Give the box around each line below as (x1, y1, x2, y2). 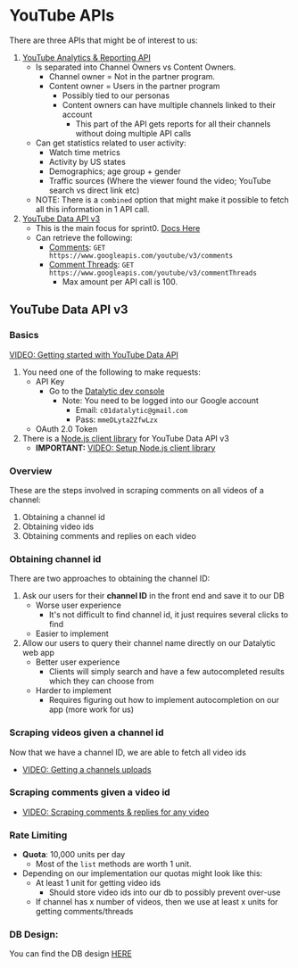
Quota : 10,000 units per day (21, 849, 126, 860)
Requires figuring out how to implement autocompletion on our (48, 695, 279, 706)
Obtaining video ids (21, 521, 95, 532)
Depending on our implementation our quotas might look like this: (21, 868, 263, 879)
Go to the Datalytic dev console (48, 385, 165, 396)
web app (21, 648, 55, 658)
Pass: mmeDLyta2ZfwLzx (75, 414, 158, 425)
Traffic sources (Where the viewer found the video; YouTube (48, 175, 271, 186)
